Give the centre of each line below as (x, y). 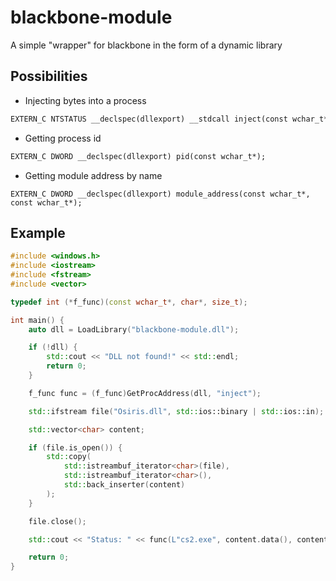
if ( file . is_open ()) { (75, 447)
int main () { (37, 320)
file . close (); (57, 521)
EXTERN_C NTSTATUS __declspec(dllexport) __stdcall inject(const (149, 119)
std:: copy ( (69, 457)
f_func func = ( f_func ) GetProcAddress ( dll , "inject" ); (145, 393)
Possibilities (49, 76)
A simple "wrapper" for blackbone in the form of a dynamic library (146, 45)
